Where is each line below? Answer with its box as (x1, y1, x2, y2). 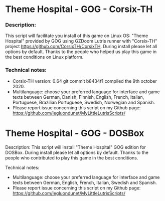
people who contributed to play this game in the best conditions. (5, 154, 138, 161)
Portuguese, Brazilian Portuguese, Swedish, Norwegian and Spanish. (12, 99, 155, 105)
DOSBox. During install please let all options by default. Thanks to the (5, 149, 149, 155)
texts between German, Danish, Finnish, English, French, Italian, (12, 94, 144, 100)
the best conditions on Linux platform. (5, 54, 84, 60)
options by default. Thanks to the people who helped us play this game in (5, 49, 157, 55)
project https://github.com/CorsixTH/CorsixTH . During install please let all (5, 44, 157, 50)
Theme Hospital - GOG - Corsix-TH (5, 4, 153, 15)
